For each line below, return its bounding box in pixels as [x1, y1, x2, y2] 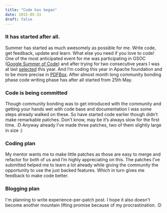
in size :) [5, 127, 23, 133]
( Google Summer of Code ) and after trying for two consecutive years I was [5, 61, 160, 67]
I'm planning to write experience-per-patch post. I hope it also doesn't [5, 196, 150, 202]
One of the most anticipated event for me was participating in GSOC [5, 55, 146, 61]
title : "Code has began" [5, 7, 57, 13]
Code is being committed [5, 89, 68, 96]
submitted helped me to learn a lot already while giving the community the [5, 162, 159, 168]
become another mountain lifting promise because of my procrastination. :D [5, 202, 162, 208]
